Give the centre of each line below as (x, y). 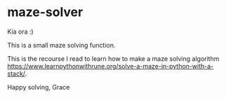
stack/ (16, 73)
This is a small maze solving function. (61, 45)
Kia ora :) (20, 31)
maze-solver (45, 12)
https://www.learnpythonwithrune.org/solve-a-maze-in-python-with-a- (111, 66)
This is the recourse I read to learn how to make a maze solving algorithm (113, 58)
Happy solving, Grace (39, 87)
